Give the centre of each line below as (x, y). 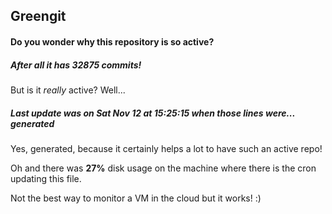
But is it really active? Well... (68, 90)
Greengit (38, 16)
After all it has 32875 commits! (76, 65)
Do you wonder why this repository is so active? (112, 41)
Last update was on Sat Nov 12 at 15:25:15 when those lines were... (153, 113)
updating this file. (46, 178)
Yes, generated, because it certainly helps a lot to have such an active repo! (166, 148)
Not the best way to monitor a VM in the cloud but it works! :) (136, 198)
